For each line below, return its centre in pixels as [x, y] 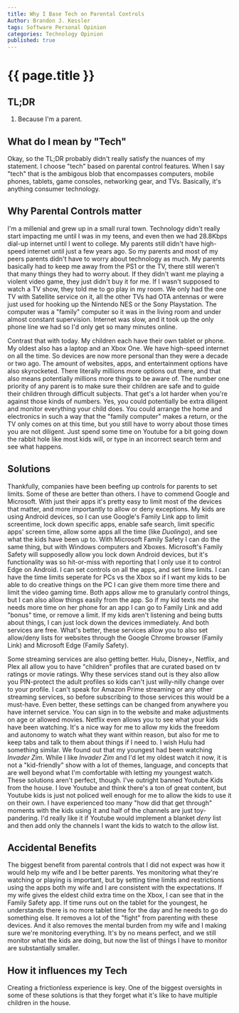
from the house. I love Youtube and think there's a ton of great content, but [117, 787]
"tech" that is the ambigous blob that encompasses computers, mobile [111, 173]
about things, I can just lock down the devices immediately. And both [108, 622]
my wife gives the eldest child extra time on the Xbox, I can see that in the [116, 895]
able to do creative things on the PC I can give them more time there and [114, 584]
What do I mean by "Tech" [67, 141]
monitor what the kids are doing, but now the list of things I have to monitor [117, 940]
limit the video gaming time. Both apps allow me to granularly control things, [119, 592]
